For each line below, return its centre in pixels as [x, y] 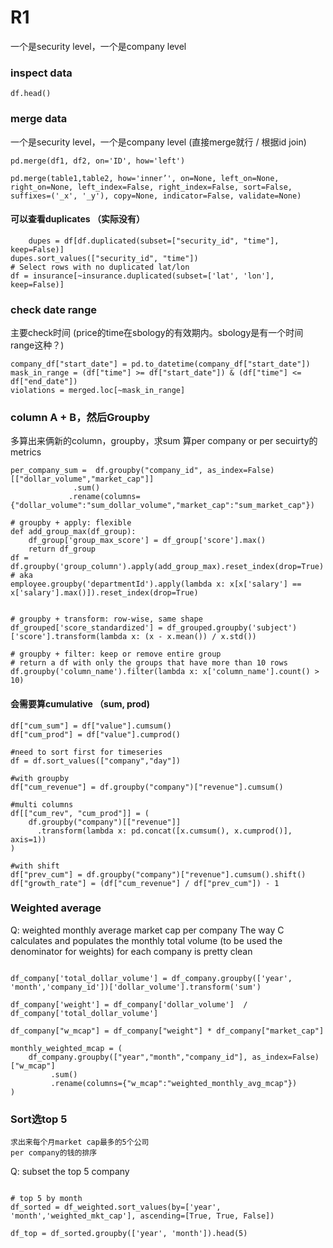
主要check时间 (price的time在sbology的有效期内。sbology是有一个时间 [157, 333]
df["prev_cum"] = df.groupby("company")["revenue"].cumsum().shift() [158, 874]
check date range [54, 309]
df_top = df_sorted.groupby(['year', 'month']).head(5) [129, 1234]
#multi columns [42, 804]
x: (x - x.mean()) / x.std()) [194, 637]
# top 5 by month [46, 1199]
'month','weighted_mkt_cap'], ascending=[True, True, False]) [142, 1216]
